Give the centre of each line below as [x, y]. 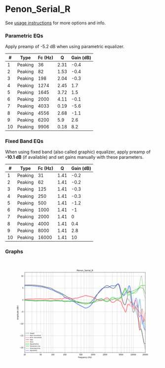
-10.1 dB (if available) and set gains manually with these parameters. [74, 157]
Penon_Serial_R [38, 9]
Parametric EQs [24, 36]
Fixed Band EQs [24, 141]
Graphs [14, 251]
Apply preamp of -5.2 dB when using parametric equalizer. [65, 47]
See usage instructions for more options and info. [56, 23]
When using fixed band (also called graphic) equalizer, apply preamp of [78, 152]
